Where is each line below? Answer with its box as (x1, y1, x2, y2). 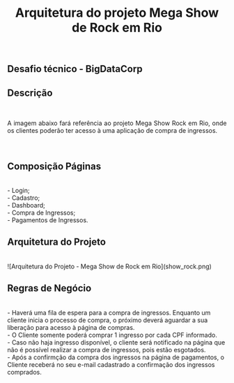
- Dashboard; (7, 201, 45, 209)
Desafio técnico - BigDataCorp (7, 63, 143, 75)
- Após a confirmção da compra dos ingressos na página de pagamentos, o (7, 353, 225, 361)
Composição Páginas (7, 160, 102, 172)
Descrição (7, 87, 53, 99)
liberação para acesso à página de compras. (7, 323, 135, 331)
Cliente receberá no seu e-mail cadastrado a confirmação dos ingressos (7, 360, 215, 368)
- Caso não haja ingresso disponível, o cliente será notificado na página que (7, 338, 226, 347)
